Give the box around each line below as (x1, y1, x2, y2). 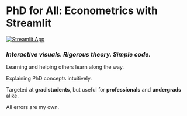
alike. (6, 92, 19, 100)
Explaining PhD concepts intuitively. (6, 75, 92, 82)
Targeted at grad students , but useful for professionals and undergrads (6, 86, 182, 93)
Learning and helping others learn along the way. (6, 64, 124, 71)
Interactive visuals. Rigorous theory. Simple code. (6, 50, 151, 58)
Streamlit (6, 16, 51, 30)
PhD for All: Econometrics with (6, 4, 158, 17)
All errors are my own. (6, 104, 60, 111)
